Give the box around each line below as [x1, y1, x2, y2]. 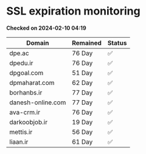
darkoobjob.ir [9, 118, 47, 126]
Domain [26, 38, 50, 47]
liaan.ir [9, 138, 29, 146]
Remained [72, 38, 102, 47]
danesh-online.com [9, 98, 66, 107]
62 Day [72, 78, 93, 87]
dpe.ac [9, 49, 29, 57]
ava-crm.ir [9, 108, 41, 116]
